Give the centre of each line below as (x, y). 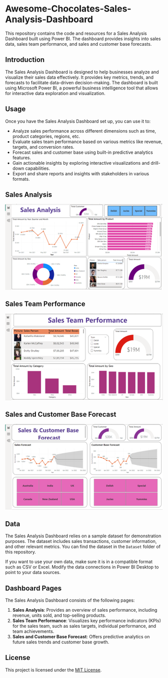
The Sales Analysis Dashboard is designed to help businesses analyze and (82, 72)
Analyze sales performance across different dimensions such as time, (84, 131)
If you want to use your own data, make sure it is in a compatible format (79, 562)
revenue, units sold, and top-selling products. (59, 615)
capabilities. (38, 168)
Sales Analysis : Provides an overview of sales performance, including (85, 610)
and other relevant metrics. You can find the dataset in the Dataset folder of (83, 547)
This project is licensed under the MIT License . (53, 670)
